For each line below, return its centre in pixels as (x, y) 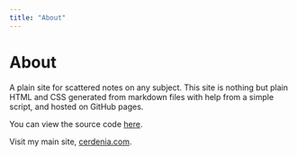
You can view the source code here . (76, 124)
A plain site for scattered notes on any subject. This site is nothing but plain (148, 87)
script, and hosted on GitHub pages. (76, 106)
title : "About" (38, 18)
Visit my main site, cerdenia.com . (71, 142)
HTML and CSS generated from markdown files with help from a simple (142, 96)
